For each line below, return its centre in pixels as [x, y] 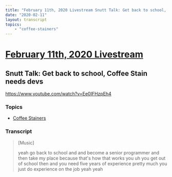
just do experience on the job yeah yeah [60, 169]
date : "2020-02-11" [26, 15]
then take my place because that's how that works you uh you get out [92, 158]
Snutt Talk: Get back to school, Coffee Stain [77, 73]
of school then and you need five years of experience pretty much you [92, 163]
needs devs [24, 81]
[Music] [26, 143]
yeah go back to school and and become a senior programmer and [89, 152]
